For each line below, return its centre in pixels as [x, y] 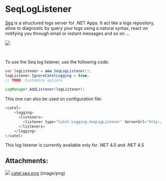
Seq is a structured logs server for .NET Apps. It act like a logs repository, [80, 23]
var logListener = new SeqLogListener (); [48, 71]
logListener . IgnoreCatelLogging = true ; [47, 75]
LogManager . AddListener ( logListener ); [45, 90]
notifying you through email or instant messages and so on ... [67, 33]
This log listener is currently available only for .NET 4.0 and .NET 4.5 [75, 145]
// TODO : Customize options [34, 80]
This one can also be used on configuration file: [54, 99]
